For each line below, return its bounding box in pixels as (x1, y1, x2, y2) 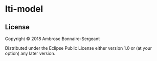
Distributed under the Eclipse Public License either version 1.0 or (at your (5, 45, 152, 51)
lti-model (5, 3, 43, 15)
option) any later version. (5, 50, 55, 56)
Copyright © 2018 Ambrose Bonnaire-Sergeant (5, 36, 100, 41)
